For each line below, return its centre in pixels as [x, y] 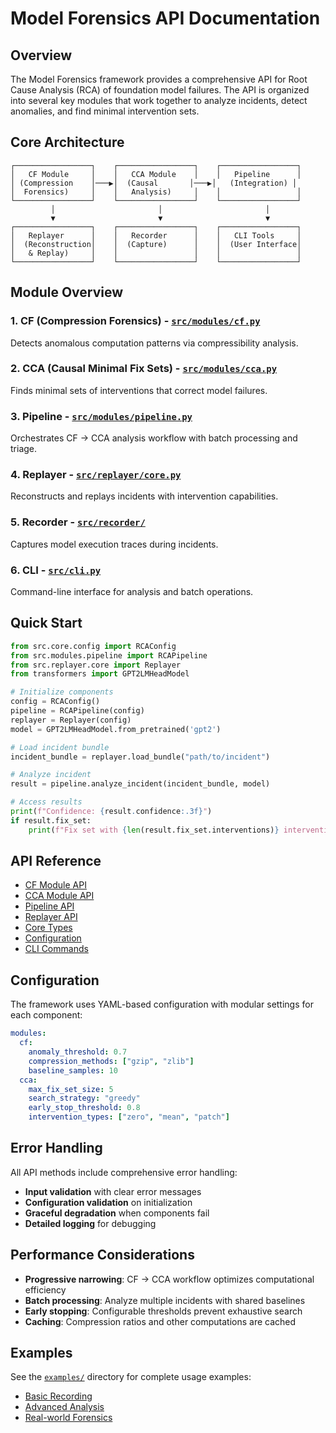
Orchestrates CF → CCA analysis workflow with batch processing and [154, 438]
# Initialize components [62, 692]
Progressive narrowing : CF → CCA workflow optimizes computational [169, 1279]
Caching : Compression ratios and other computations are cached [160, 1321]
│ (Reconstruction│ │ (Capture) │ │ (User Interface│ [156, 244]
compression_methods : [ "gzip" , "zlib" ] [111, 1061]
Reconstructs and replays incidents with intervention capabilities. [144, 496]
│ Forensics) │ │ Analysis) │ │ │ [156, 192]
